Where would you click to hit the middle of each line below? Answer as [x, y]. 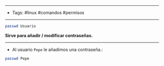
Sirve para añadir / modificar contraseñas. [49, 35]
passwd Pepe [17, 58]
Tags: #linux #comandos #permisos [48, 12]
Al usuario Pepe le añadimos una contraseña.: [58, 49]
